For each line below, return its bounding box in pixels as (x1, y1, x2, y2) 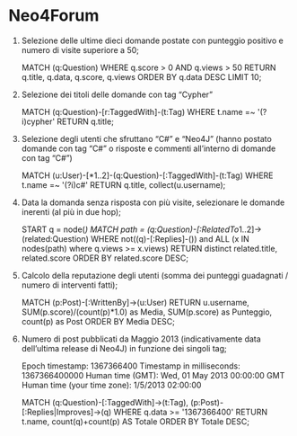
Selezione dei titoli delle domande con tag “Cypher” (21, 89, 213, 100)
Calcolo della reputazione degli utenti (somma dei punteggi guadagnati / (21, 270, 289, 280)
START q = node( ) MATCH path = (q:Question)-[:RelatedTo (21, 224, 240, 235)
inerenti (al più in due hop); (21, 206, 122, 217)
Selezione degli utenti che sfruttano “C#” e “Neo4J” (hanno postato (21, 133, 273, 144)
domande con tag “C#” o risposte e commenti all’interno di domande (21, 143, 276, 154)
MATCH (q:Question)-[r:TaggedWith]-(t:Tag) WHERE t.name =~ (21, 106, 257, 117)
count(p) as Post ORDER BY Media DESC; (21, 316, 176, 326)
